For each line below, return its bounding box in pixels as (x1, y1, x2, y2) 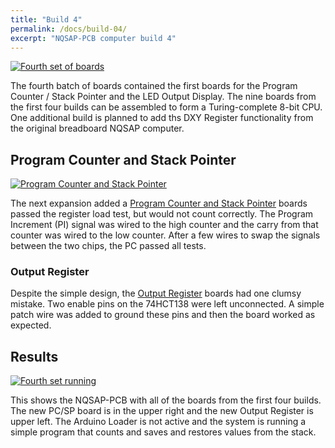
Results (10, 348, 59, 365)
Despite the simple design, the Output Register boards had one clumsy (10, 287, 302, 300)
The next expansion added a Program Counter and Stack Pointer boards (10, 197, 308, 210)
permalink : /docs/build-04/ (10, 24, 128, 34)
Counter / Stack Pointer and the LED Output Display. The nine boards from (10, 91, 317, 103)
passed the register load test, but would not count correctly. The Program (10, 208, 314, 220)
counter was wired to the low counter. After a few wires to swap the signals (10, 229, 321, 241)
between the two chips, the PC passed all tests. (10, 240, 207, 252)
